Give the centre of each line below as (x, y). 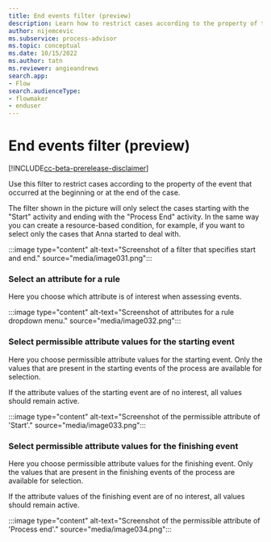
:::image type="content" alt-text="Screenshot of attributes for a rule (121, 313)
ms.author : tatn (35, 61)
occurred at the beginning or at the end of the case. (94, 193)
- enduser (25, 106)
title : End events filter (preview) (70, 16)
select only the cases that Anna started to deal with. (95, 234)
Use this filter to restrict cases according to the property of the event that (130, 184)
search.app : (28, 76)
